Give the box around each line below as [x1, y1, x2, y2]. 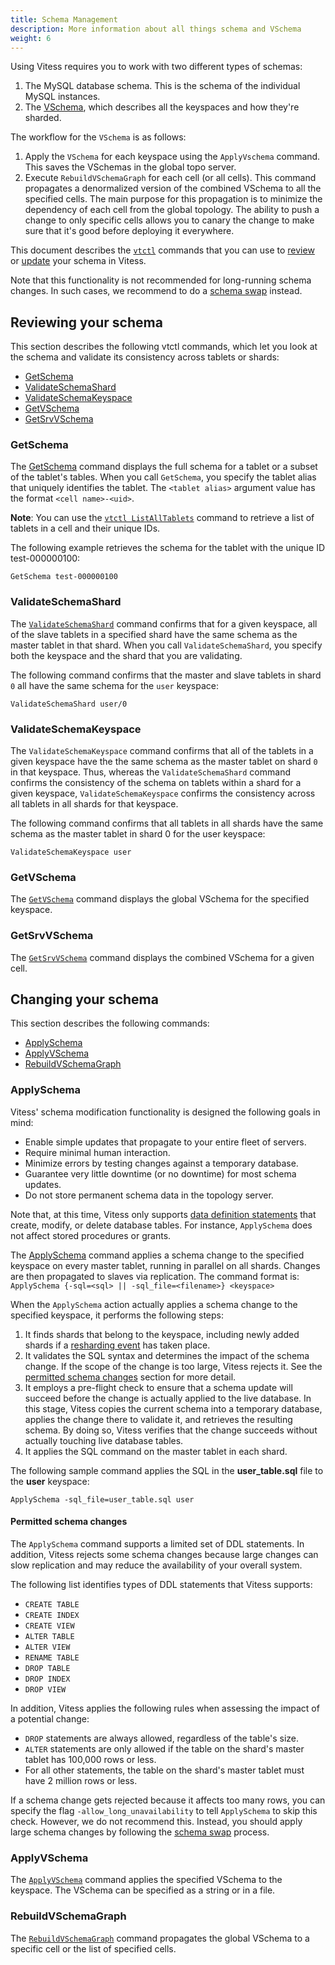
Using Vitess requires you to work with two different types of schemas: [10, 61, 303, 73]
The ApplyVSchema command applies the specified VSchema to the [10, 1874, 283, 1886]
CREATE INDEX [24, 1610, 80, 1620]
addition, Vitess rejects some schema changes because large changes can [10, 1548, 319, 1560]
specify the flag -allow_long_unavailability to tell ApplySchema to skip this [10, 1804, 318, 1816]
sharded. [24, 112, 62, 124]
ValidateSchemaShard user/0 [10, 699, 128, 709]
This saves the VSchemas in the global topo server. [24, 161, 237, 173]
